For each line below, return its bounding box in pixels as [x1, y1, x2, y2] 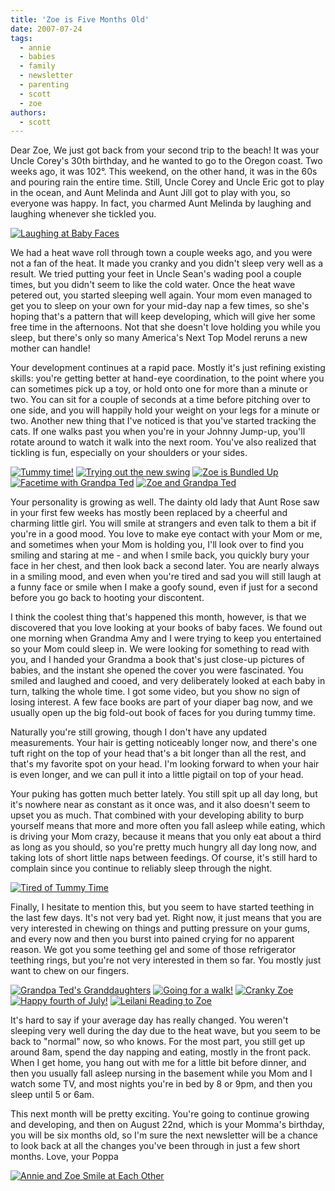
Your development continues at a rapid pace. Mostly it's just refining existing [10, 362, 326, 374]
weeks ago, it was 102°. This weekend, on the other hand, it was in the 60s [10, 166, 318, 178]
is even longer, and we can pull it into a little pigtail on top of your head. [10, 769, 304, 781]
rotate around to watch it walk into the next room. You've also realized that [10, 436, 317, 448]
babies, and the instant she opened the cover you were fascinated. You [10, 664, 304, 676]
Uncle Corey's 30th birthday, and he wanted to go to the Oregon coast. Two [10, 155, 323, 167]
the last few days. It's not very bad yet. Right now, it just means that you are [10, 912, 322, 924]
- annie [19, 42, 52, 53]
